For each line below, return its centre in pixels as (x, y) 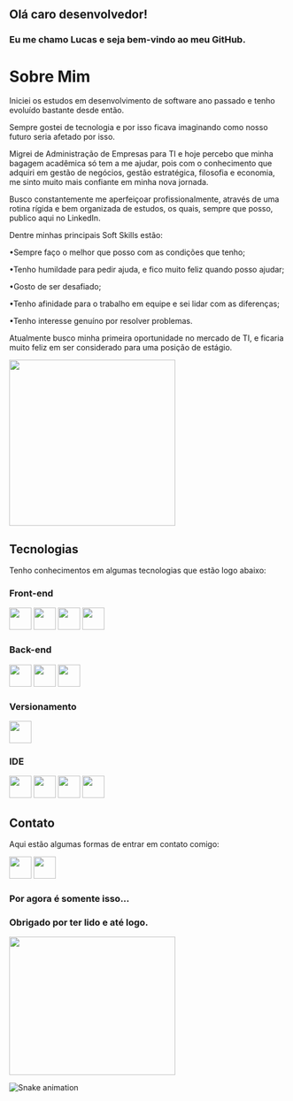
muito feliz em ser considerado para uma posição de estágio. (121, 348)
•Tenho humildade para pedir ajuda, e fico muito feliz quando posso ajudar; (147, 270)
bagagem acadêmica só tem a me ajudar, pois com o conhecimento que (141, 164)
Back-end (31, 650)
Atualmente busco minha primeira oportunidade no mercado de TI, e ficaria (146, 338)
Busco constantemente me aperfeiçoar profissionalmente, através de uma (144, 199)
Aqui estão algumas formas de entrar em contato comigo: (114, 844)
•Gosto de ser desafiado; (55, 287)
